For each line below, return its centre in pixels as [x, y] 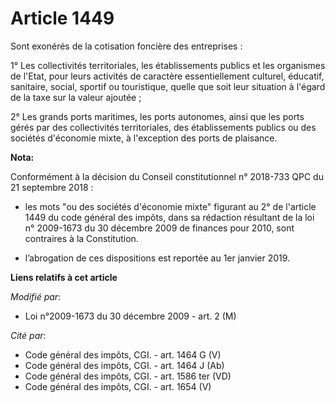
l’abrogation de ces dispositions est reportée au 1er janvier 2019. [157, 258]
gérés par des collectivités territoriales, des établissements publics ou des [163, 127]
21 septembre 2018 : [52, 187]
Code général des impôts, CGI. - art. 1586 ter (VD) [128, 376]
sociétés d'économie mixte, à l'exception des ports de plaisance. [144, 138]
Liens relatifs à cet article [64, 277]
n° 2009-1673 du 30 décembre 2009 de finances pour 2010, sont [159, 228]
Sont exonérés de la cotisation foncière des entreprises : [126, 46]
